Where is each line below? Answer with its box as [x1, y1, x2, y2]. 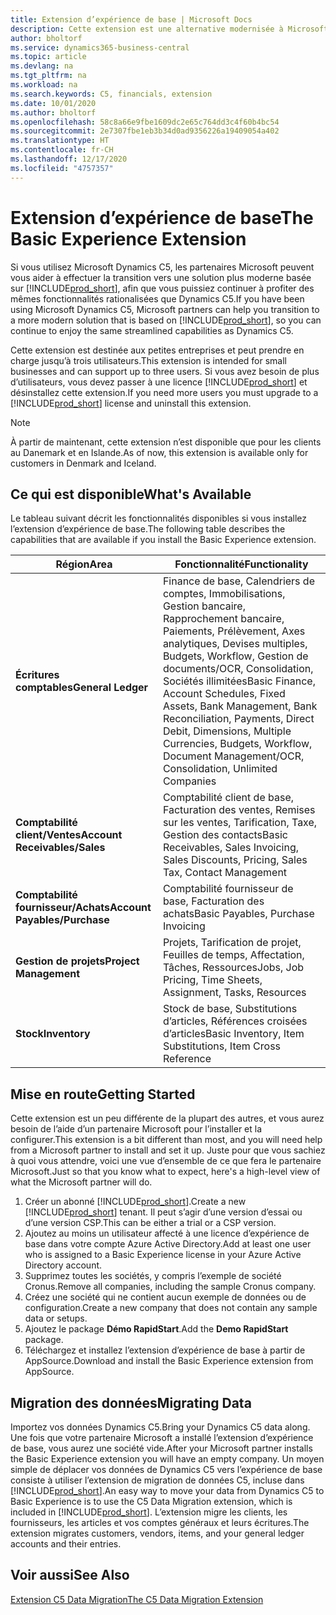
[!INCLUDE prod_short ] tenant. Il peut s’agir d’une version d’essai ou [24, 1206, 303, 1218]
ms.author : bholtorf [10, 107, 97, 118]
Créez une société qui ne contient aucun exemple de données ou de [24, 1291, 307, 1303]
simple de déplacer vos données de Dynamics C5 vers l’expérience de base [10, 1464, 323, 1475]
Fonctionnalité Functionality [174, 557, 309, 571]
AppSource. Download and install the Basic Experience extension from [24, 1355, 314, 1367]
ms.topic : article [10, 52, 87, 62]
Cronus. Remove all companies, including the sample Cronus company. [24, 1281, 317, 1293]
